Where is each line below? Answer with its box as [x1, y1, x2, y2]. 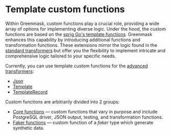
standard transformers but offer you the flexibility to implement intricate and [5, 47, 165, 53]
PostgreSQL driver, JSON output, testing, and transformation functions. [12, 114, 163, 120]
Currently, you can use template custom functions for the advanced [5, 63, 148, 69]
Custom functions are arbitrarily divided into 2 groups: [5, 98, 120, 105]
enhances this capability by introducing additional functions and [5, 37, 141, 43]
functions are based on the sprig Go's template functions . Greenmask [5, 31, 153, 37]
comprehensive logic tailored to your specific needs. [5, 52, 116, 59]
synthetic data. [12, 125, 45, 131]
